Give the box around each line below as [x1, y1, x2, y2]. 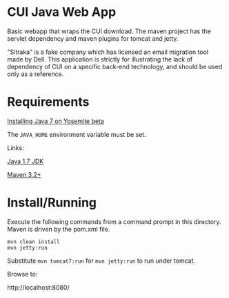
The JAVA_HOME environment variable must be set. [7, 130, 146, 138]
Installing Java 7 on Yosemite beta [7, 117, 105, 125]
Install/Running [7, 195, 97, 211]
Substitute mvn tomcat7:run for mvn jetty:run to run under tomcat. [7, 257, 196, 265]
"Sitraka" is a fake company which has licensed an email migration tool [7, 48, 209, 56]
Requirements [7, 94, 90, 110]
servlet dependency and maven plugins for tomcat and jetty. [7, 34, 179, 42]
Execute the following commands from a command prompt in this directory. [7, 217, 221, 225]
